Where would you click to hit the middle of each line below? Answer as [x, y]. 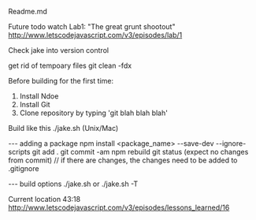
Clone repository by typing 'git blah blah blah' [93, 113]
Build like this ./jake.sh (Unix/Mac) [63, 128]
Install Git [35, 104]
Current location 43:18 [45, 199]
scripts [19, 152]
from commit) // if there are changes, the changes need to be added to [123, 160]
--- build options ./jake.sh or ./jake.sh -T [73, 184]
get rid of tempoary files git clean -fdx [70, 65]
